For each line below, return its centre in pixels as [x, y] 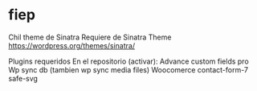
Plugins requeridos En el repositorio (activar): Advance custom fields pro [128, 61]
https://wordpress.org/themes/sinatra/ [71, 45]
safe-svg [23, 78]
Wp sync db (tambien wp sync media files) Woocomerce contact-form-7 [128, 69]
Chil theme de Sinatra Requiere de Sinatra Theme [90, 37]
